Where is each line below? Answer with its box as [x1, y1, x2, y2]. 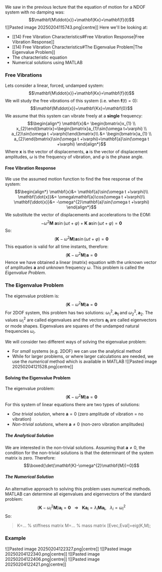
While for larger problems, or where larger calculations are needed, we [12, 354, 154, 360]
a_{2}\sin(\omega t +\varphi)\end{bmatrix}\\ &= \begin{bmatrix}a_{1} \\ [11, 131, 152, 137]
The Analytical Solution [5, 432, 54, 438]
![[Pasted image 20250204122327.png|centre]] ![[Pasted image [5, 546, 132, 552]
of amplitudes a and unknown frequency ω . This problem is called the [5, 264, 145, 271]
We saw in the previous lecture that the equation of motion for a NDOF [5, 4, 146, 10]
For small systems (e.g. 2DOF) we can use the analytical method [12, 348, 142, 354]
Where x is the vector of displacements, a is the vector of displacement [5, 149, 148, 155]
